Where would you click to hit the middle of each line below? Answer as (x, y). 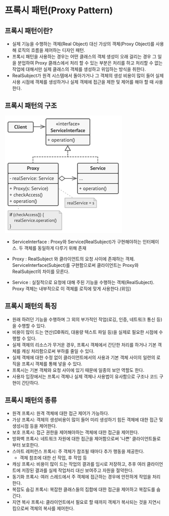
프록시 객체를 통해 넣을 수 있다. (52, 364)
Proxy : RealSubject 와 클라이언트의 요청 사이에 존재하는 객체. (73, 259)
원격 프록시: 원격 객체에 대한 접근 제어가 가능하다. (60, 414)
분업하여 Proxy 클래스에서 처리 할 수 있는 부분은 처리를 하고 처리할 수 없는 (90, 63)
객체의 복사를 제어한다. (52, 508)
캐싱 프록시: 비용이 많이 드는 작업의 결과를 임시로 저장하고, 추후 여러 (79, 464)
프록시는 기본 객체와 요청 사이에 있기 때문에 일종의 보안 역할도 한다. (78, 370)
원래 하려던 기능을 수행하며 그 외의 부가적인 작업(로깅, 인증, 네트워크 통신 (83, 319)
